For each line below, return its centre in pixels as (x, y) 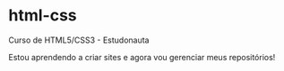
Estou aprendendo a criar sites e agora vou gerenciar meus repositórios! (142, 57)
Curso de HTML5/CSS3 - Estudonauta (79, 40)
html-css (43, 16)
